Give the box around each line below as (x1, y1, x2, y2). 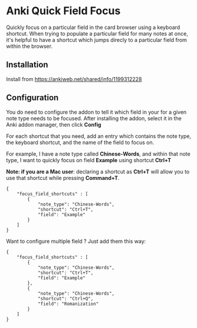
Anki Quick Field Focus (6, 4, 121, 18)
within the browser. (6, 43, 53, 50)
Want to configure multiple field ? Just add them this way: (6, 237, 146, 245)
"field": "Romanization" (37, 301, 99, 307)
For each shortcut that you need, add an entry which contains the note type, (6, 132, 192, 140)
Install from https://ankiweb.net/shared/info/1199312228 (6, 75, 142, 82)
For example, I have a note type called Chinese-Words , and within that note (6, 150, 191, 157)
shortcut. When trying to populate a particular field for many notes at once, (6, 30, 189, 37)
